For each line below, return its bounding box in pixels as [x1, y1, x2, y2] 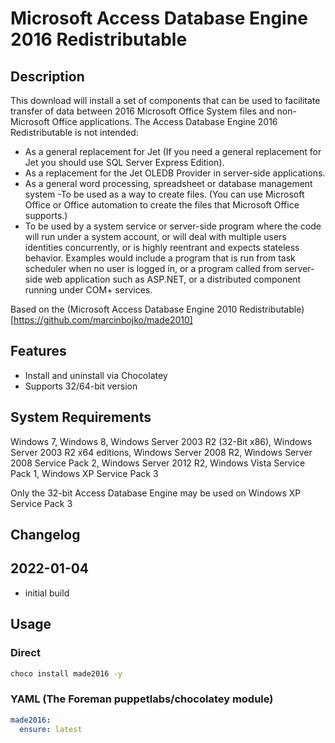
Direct [10, 646, 41, 660]
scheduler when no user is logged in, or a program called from [24, 263, 283, 274]
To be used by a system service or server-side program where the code [24, 220, 322, 232]
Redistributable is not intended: [10, 127, 139, 138]
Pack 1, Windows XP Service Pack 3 [10, 467, 159, 479]
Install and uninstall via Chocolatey [24, 369, 168, 381]
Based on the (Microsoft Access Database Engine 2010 [10, 303, 238, 315]
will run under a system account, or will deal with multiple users [24, 231, 287, 242]
